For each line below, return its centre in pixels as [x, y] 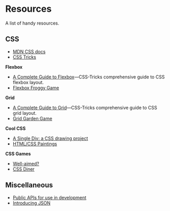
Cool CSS [16, 128]
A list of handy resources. [32, 23]
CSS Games [18, 154]
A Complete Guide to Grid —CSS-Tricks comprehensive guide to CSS [85, 108]
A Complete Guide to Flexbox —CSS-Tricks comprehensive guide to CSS [89, 77]
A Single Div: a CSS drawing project [50, 138]
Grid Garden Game [32, 118]
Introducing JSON [32, 203]
